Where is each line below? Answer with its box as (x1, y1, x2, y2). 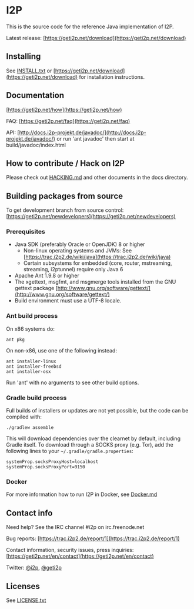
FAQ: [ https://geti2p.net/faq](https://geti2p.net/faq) (6, 117, 131, 124)
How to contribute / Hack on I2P (6, 158, 125, 168)
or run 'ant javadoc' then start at (56, 135, 135, 142)
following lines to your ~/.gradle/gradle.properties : (6, 448, 133, 455)
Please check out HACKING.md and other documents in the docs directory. (6, 174, 188, 181)
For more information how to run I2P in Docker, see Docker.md (6, 491, 158, 498)
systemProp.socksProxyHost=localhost (6, 459, 99, 465)
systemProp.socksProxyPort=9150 (6, 464, 85, 470)
